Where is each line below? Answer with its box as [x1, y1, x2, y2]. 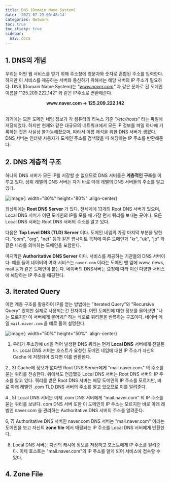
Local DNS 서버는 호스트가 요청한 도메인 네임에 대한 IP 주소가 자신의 [19, 347, 155, 353]
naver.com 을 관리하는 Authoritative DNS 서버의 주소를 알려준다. [14, 408, 145, 414]
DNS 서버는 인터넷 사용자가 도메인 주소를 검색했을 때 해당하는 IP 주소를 [5, 135, 146, 141]
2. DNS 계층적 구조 [5, 158, 62, 166]
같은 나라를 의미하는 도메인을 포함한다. [5, 242, 81, 248]
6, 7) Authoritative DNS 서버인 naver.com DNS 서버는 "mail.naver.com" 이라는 [5, 418, 165, 424]
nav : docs [10, 36, 30, 41]
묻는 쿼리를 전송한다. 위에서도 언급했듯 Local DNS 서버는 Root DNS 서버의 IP [5, 371, 158, 377]
